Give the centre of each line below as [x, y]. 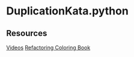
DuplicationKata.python [68, 11]
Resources [27, 33]
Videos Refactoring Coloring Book [48, 47]
